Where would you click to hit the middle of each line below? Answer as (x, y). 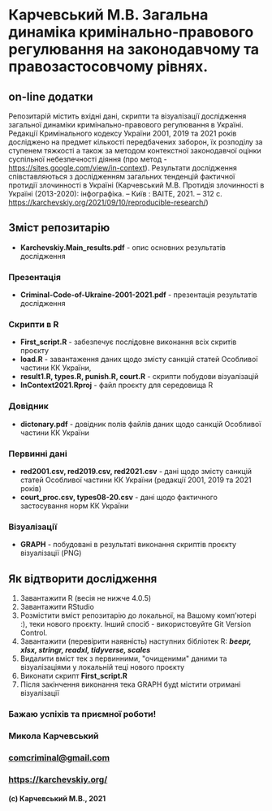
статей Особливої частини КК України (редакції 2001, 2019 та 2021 (136, 480)
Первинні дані (38, 454)
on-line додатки (51, 96)
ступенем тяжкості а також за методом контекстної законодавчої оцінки (135, 151)
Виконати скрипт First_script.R (73, 676)
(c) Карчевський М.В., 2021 (57, 799)
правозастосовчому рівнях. (108, 67)
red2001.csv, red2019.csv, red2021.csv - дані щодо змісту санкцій (136, 471)
